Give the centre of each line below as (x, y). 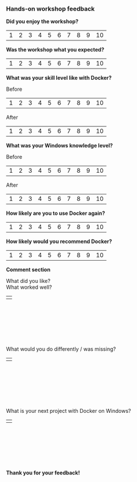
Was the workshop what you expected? (55, 50)
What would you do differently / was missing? (61, 349)
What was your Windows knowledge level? (59, 146)
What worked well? (29, 287)
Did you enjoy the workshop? (42, 22)
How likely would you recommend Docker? (59, 241)
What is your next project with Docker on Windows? (68, 411)
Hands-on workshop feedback (50, 9)
